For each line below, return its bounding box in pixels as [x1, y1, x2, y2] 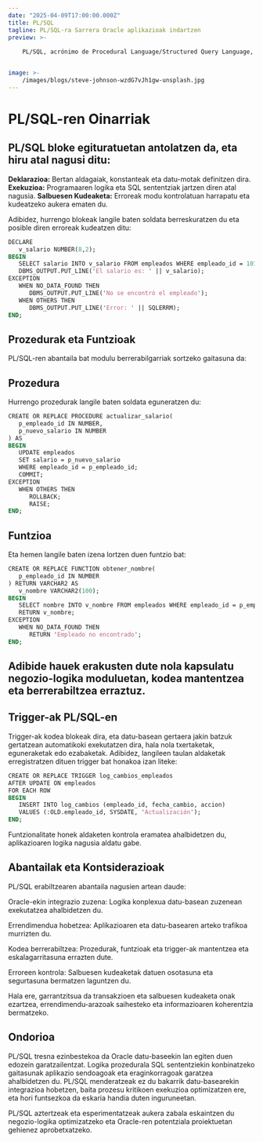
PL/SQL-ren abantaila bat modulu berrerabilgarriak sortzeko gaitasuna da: [8, 354, 247, 363]
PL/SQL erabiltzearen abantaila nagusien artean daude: [8, 881, 186, 891]
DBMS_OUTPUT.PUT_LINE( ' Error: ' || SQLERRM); [28, 304, 180, 312]
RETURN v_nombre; [18, 609, 76, 617]
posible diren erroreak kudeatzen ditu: [8, 223, 131, 232]
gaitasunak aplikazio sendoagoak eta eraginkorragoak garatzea [8, 1068, 214, 1078]
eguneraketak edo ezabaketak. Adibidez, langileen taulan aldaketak [8, 748, 226, 757]
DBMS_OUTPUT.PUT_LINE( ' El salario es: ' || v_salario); [18, 268, 205, 275]
